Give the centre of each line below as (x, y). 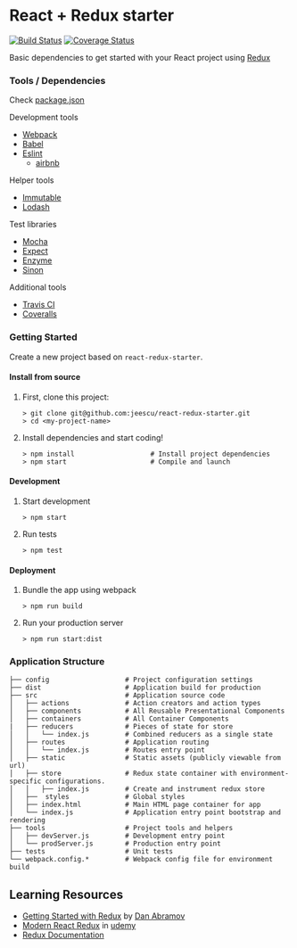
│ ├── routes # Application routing (109, 742)
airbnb (47, 163)
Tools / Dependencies (58, 80)
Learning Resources (66, 894)
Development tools (44, 118)
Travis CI (38, 305)
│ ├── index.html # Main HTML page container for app (135, 805)
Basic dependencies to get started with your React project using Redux (140, 57)
